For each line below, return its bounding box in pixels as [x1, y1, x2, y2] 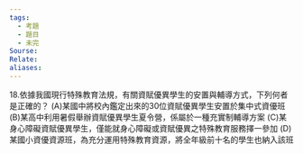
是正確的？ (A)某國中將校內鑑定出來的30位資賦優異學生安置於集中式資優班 [9, 100, 286, 111]
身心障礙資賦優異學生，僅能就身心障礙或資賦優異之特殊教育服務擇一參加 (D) [9, 122, 292, 133]
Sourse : [9, 47, 39, 56]
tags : [9, 13, 30, 22]
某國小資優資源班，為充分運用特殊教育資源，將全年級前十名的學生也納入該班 [9, 134, 294, 145]
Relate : [9, 55, 39, 64]
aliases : [9, 64, 42, 73]
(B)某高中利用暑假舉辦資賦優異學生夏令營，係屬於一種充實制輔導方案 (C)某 [9, 112, 287, 122]
